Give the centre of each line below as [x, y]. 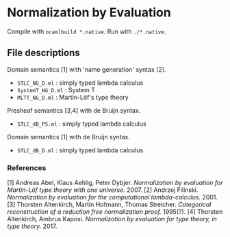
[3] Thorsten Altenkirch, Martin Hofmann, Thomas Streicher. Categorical [109, 205]
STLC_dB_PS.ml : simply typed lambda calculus [81, 124]
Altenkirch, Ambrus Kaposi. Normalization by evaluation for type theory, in [112, 219]
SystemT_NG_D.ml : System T [56, 89]
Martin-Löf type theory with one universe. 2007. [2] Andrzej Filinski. [103, 190]
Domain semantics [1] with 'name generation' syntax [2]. [87, 69]
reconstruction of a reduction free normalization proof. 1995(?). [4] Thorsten [115, 212]
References [27, 167]
